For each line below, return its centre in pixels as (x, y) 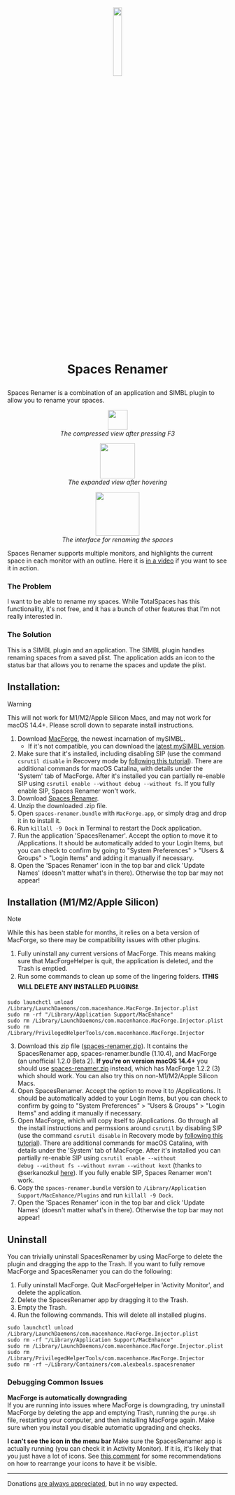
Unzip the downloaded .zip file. (62, 805)
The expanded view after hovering (117, 482)
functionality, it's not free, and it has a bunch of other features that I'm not (114, 609)
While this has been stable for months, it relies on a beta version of (104, 932)
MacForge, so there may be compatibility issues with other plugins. (104, 940)
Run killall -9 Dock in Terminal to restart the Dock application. (109, 828)
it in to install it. (39, 820)
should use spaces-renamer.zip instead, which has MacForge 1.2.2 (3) (119, 1068)
